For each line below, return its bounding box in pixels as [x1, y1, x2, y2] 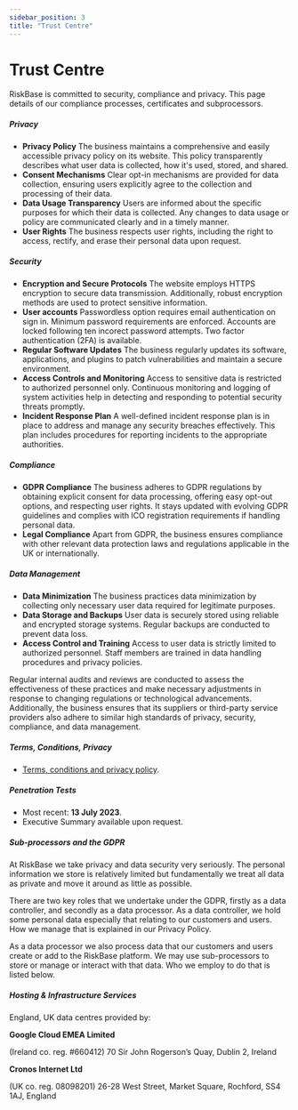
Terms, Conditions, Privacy [9, 742, 113, 752]
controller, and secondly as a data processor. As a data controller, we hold [9, 905, 281, 916]
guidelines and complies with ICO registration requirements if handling [21, 511, 280, 521]
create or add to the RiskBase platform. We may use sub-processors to [9, 951, 270, 961]
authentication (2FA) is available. [21, 335, 142, 346]
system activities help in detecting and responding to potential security [21, 392, 283, 403]
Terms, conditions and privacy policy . [21, 764, 160, 775]
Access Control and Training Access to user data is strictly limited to [21, 638, 277, 649]
